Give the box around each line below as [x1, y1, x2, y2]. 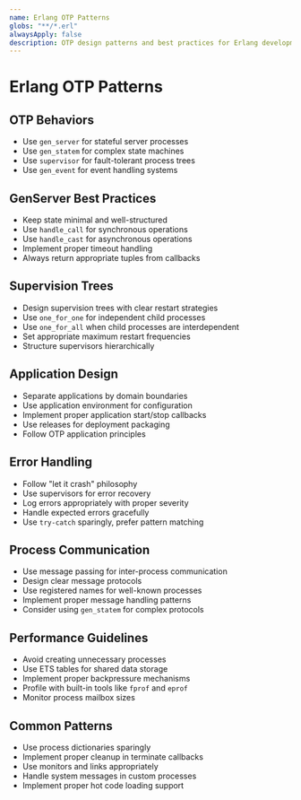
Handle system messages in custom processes [21, 770, 197, 781]
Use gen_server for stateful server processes [21, 136, 189, 147]
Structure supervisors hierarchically [21, 340, 155, 351]
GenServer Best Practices [9, 190, 157, 206]
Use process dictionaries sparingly [21, 742, 151, 752]
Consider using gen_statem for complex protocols [21, 604, 204, 615]
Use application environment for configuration [21, 400, 193, 411]
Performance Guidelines [9, 630, 149, 646]
